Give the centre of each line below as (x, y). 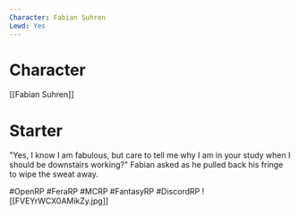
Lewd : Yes (28, 26)
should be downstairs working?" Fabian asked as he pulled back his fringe (146, 165)
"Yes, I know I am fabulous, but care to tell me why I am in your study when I (150, 155)
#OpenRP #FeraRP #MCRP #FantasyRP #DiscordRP (105, 192)
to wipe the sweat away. (54, 174)
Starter (36, 131)
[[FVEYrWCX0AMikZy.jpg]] (59, 201)
